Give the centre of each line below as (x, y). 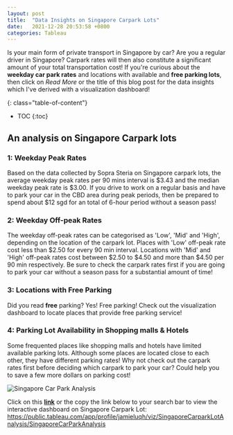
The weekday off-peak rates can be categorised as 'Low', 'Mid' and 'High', (114, 236)
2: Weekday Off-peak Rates (54, 220)
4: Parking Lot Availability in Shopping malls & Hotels (98, 330)
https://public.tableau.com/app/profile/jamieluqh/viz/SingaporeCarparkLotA (115, 416)
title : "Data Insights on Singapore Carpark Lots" (83, 20)
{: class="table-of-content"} (48, 103)
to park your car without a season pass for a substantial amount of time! (110, 272)
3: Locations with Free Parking (60, 290)
